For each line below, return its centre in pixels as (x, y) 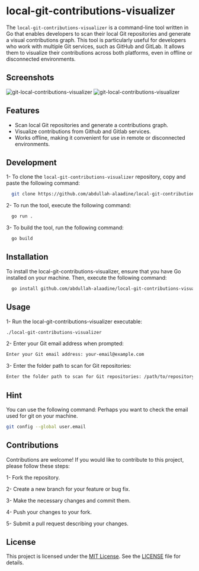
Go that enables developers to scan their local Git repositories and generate (99, 33)
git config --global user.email (46, 427)
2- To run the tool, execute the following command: (69, 206)
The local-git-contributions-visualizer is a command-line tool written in (97, 27)
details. (15, 563)
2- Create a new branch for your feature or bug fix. (68, 489)
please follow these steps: (38, 466)
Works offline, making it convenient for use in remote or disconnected (100, 137)
